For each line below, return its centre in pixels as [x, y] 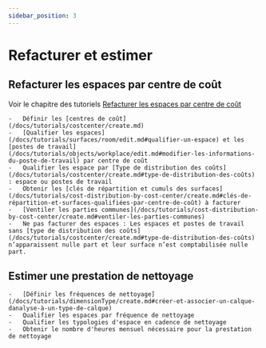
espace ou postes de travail [64, 182]
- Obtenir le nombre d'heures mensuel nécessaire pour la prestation [130, 330]
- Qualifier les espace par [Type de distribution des [105, 168]
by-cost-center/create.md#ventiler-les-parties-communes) [107, 217]
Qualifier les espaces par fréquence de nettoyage [109, 316]
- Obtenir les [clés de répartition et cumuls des [98, 189]
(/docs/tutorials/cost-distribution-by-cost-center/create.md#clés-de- [130, 196]
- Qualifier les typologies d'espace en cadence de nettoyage [117, 322]
